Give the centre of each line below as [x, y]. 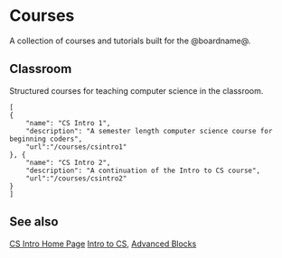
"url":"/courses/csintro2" [76, 178]
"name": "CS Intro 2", [68, 162]
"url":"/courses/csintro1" [76, 147]
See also [34, 222]
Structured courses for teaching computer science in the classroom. [136, 90]
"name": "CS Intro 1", [68, 123]
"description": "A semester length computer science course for [149, 131]
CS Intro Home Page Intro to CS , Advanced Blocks [103, 244]
